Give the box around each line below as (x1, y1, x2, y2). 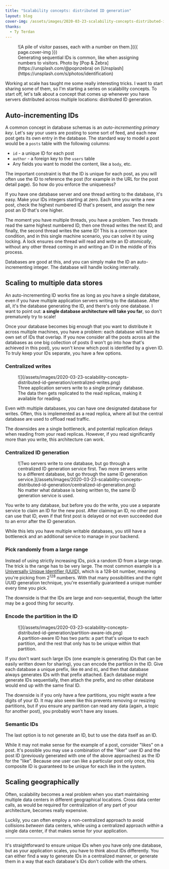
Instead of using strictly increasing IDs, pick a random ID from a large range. (5, 557, 163, 564)
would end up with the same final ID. (5, 682, 81, 688)
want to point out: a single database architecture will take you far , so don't (5, 308, 162, 314)
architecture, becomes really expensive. (5, 807, 88, 813)
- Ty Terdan (10, 29, 35, 35)
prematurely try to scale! (5, 313, 56, 319)
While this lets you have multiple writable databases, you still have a (5, 528, 146, 534)
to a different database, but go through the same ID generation (18, 471, 148, 477)
